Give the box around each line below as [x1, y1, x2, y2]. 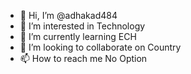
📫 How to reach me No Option [19, 53, 148, 64]
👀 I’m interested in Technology [19, 20, 146, 32]
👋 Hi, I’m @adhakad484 [19, 10, 118, 21]
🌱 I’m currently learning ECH [19, 31, 137, 42]
